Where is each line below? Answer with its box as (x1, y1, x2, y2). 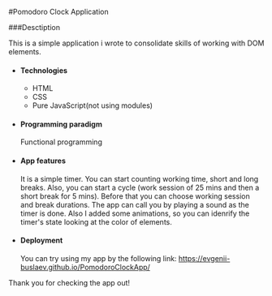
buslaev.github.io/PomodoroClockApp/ (19, 262, 150, 272)
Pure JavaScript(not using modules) (32, 101, 153, 110)
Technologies (19, 65, 67, 75)
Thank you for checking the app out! (8, 277, 131, 287)
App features (19, 156, 67, 165)
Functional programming (19, 137, 103, 147)
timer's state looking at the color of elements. (19, 217, 172, 226)
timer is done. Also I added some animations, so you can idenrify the (19, 208, 250, 218)
